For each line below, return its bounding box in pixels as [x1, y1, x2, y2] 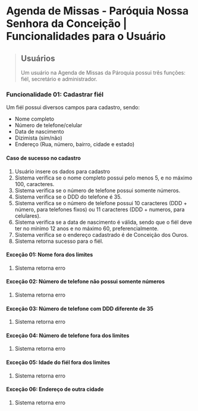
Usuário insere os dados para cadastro [14, 168, 111, 175]
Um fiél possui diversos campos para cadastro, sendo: [6, 104, 140, 111]
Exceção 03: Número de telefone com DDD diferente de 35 [6, 305, 153, 312]
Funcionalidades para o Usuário [6, 30, 166, 43]
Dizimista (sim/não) [14, 134, 62, 141]
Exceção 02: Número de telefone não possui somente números [6, 278, 165, 285]
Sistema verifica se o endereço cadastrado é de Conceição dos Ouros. [14, 231, 188, 238]
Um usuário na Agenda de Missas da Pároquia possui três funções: [20, 69, 186, 76]
